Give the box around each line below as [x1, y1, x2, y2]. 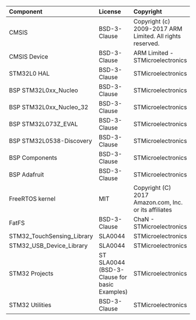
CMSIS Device [9, 53, 48, 60]
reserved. [133, 39, 160, 47]
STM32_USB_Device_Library [9, 241, 88, 250]
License [99, 8, 121, 15]
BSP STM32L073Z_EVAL [9, 120, 78, 128]
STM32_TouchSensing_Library [9, 232, 93, 240]
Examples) [99, 288, 128, 295]
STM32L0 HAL [9, 70, 50, 77]
